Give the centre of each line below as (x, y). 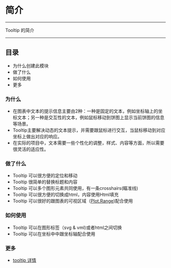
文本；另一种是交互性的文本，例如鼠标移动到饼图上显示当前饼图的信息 (91, 118)
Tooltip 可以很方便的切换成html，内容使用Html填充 (65, 195)
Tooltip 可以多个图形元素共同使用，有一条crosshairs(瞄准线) (75, 188)
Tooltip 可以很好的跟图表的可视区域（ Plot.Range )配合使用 (73, 201)
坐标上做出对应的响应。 (37, 137)
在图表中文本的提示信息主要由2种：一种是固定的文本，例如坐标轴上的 (85, 111)
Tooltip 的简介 (20, 30)
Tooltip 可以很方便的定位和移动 (45, 176)
